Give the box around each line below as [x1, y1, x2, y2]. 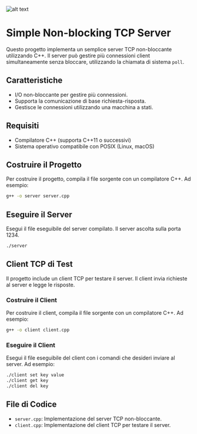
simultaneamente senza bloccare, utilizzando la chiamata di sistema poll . [6, 58, 185, 65]
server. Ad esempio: [6, 361, 55, 368]
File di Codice [6, 399, 57, 410]
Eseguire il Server [6, 210, 72, 220]
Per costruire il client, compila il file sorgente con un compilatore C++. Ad [6, 309, 184, 316]
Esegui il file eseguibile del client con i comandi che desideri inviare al [6, 354, 175, 361]
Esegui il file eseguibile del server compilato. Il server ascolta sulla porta [6, 225, 181, 233]
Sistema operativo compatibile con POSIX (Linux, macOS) [14, 142, 155, 150]
